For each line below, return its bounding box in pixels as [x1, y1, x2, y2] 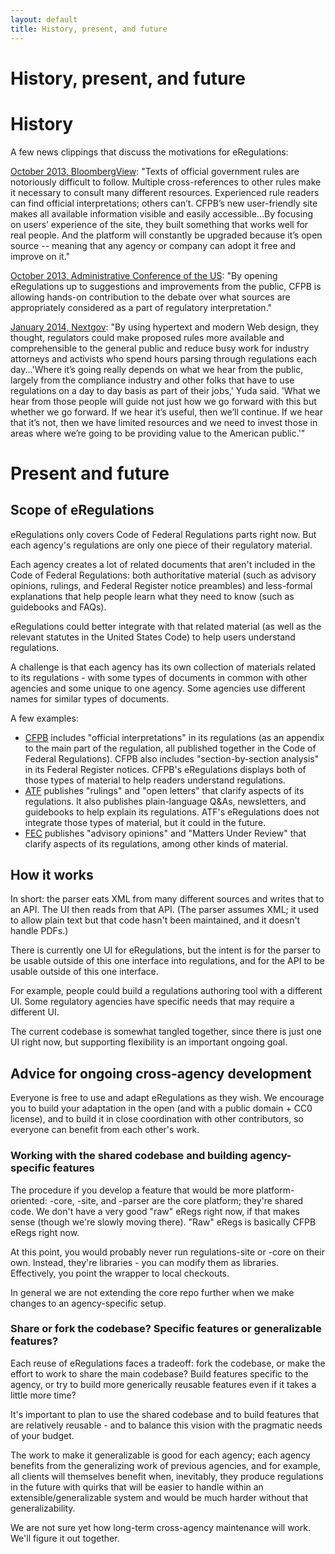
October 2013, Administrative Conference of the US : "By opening [10, 269, 278, 281]
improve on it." [10, 250, 71, 262]
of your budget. [10, 1429, 75, 1441]
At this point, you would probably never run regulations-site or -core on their [10, 1246, 325, 1258]
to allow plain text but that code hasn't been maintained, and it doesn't [10, 914, 301, 926]
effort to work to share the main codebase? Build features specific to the [10, 1367, 309, 1380]
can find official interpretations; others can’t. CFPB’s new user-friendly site [10, 197, 318, 209]
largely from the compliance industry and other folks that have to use [10, 374, 295, 386]
